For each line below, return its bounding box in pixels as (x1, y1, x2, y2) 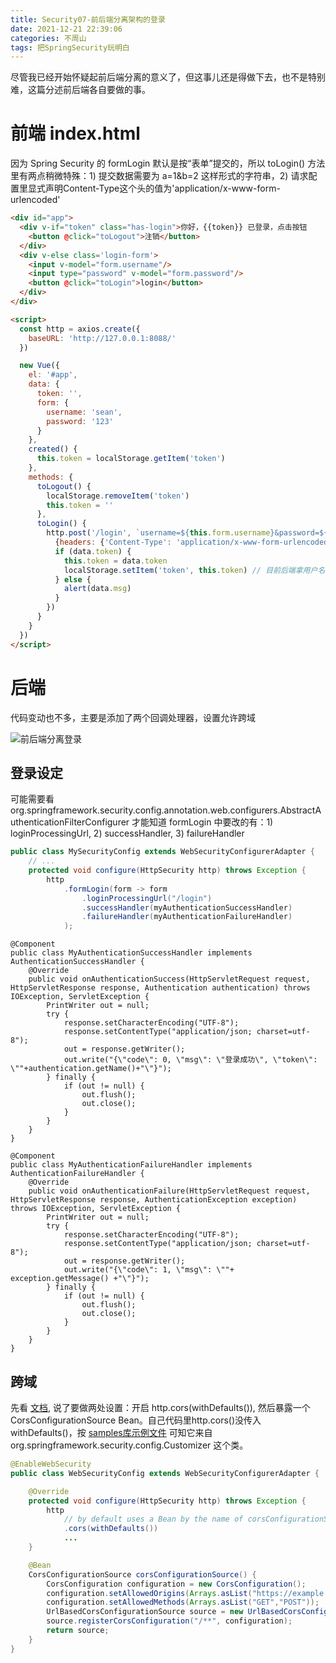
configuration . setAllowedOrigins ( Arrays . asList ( (46, 1588, 253, 1598)
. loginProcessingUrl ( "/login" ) (81, 893, 213, 903)
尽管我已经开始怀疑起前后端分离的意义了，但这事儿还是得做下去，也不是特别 (10, 71, 326, 83)
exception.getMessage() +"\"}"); (10, 1274, 150, 1284)
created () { (28, 444, 78, 455)
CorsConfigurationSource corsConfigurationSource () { (28, 1569, 257, 1580)
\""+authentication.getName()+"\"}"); (10, 1064, 172, 1074)
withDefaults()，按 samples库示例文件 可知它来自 (10, 1427, 213, 1438)
